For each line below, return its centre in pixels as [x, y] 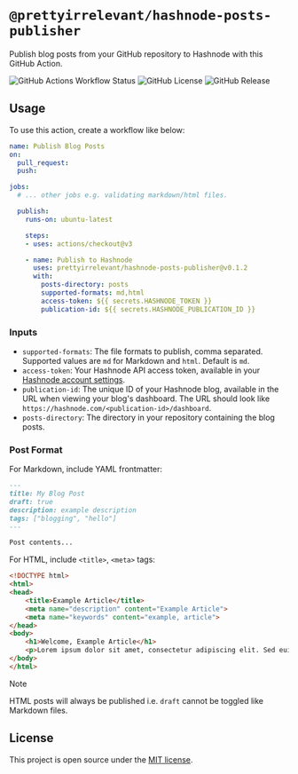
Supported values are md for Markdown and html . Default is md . [136, 360]
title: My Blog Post [47, 494]
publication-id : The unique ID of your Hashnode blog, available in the [150, 389]
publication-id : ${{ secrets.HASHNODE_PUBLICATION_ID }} [148, 309]
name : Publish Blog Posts [57, 146]
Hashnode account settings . [74, 379]
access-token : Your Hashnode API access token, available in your [141, 370]
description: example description [73, 510]
